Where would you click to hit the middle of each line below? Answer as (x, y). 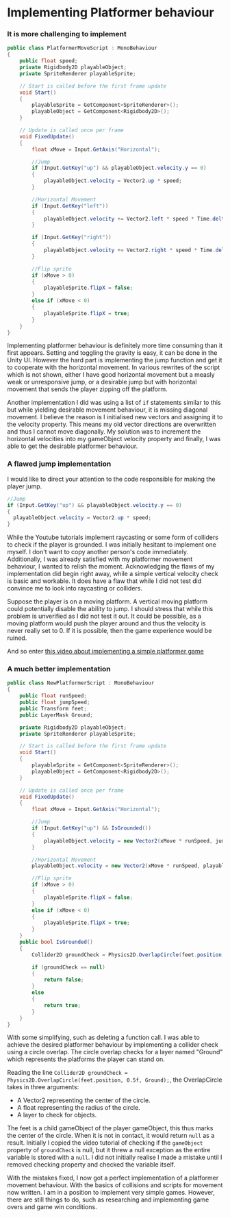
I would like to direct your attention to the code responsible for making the (111, 479)
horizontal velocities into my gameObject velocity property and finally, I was (114, 439)
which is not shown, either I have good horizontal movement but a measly (111, 375)
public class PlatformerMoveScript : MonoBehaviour (82, 48)
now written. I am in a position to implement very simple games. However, (111, 1193)
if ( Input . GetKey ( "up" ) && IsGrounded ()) (92, 828)
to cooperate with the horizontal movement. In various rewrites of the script (114, 367)
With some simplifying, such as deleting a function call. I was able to (103, 1037)
